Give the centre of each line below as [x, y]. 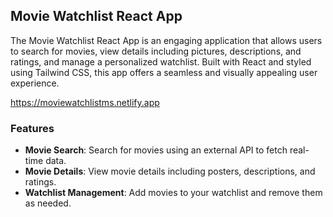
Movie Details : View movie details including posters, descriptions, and [170, 171]
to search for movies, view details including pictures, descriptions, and [156, 51]
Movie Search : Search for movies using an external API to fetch [156, 150]
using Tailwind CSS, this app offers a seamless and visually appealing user [164, 72]
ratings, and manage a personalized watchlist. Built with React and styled [161, 61]
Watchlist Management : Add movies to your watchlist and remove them [173, 193]
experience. [35, 83]
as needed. [48, 203]
